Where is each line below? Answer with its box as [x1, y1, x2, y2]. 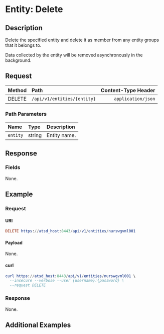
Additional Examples [5, 320, 71, 329]
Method [8, 87, 27, 94]
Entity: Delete [5, 4, 63, 15]
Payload [5, 239, 23, 245]
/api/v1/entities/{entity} [32, 96, 96, 102]
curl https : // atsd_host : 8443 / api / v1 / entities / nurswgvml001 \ [5, 273, 136, 279]
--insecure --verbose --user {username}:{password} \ [10, 278, 124, 283]
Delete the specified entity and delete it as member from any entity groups [5, 37, 159, 43]
